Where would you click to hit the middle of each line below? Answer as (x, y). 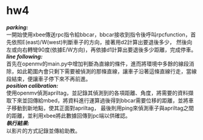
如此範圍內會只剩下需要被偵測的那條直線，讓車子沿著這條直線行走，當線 (107, 71)
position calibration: (32, 85)
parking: (17, 27)
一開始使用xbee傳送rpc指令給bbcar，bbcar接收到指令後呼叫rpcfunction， (98, 35)
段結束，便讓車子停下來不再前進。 (49, 79)
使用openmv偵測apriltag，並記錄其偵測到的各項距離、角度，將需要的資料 (97, 93)
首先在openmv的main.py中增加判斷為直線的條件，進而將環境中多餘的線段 (98, 64)
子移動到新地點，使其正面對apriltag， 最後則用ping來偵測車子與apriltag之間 (100, 108)
